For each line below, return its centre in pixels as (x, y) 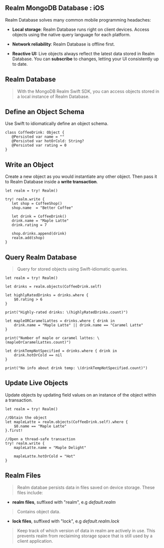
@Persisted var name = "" (38, 137)
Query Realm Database (41, 257)
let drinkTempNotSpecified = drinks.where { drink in (61, 351)
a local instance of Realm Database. (53, 96)
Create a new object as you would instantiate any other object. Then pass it (81, 176)
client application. (35, 541)
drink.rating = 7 (29, 225)
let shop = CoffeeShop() (37, 204)
